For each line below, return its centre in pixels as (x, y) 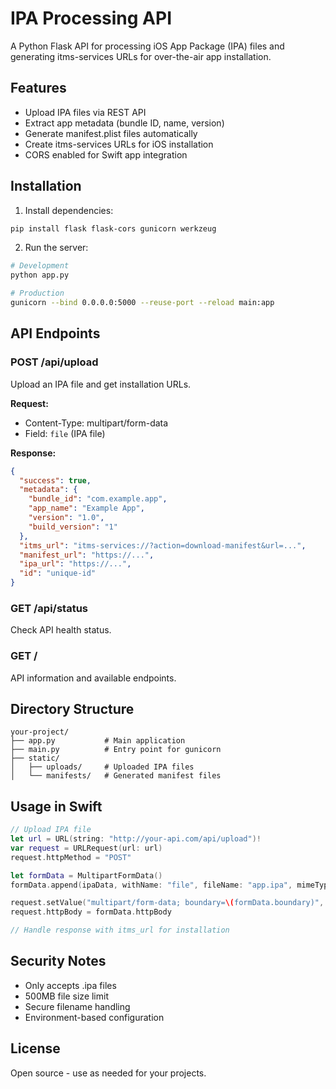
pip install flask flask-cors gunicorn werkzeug (113, 228)
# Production (37, 293)
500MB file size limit (66, 996)
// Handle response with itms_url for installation (120, 930)
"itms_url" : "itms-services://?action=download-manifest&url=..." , (163, 545)
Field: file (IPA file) (65, 433)
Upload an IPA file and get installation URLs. (101, 384)
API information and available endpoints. (93, 678)
